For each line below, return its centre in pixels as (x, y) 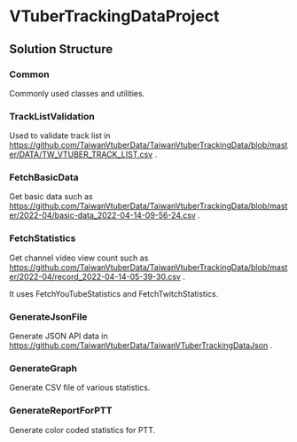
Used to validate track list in (60, 136)
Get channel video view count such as (79, 258)
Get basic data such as (51, 197)
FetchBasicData (44, 177)
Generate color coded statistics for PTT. (82, 430)
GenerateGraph (43, 368)
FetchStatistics (43, 238)
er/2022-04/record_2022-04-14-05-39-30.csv (95, 276)
